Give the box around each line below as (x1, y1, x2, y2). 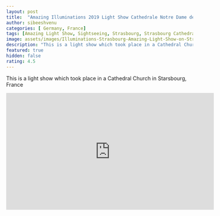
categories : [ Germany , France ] (6, 25, 86, 31)
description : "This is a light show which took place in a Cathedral (6, 42, 182, 48)
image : (6, 36, 23, 42)
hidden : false (6, 53, 42, 59)
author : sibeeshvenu (6, 20, 58, 26)
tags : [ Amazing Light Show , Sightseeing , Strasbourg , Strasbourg (6, 31, 171, 37)
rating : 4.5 (6, 58, 36, 64)
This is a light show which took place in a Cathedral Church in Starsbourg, (6, 75, 187, 82)
